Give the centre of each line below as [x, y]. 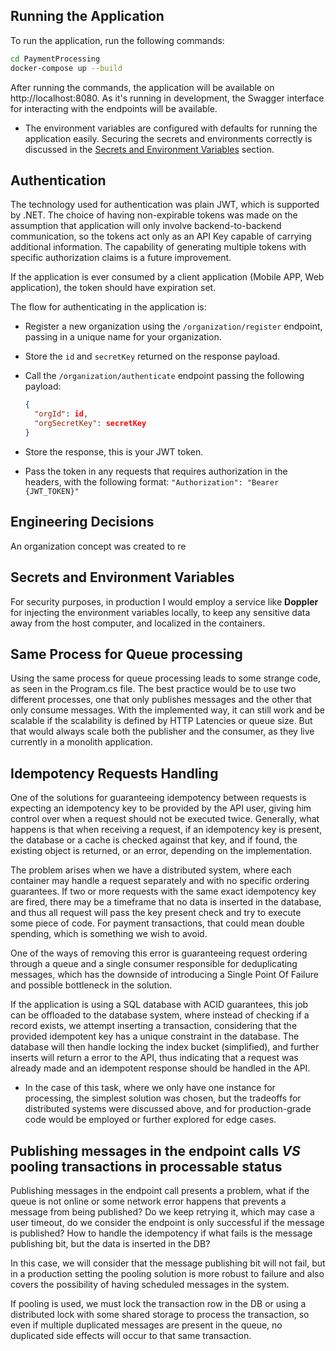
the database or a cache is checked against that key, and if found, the [154, 840]
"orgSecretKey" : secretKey [90, 424]
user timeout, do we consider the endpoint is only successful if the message [167, 1222]
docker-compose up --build [66, 68]
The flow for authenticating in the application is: [108, 307]
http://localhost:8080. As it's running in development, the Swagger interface [167, 98]
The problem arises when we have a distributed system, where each [151, 870]
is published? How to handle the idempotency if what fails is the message [161, 1233]
